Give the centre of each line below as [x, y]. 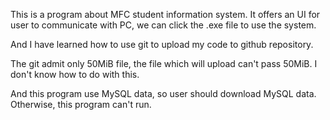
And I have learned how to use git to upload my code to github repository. [162, 44]
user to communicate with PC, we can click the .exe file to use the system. [163, 25]
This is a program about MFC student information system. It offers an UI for [165, 14]
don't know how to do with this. [75, 74]
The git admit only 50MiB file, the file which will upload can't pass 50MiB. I [164, 63]
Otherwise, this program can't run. [81, 104]
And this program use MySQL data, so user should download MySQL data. [163, 93]
